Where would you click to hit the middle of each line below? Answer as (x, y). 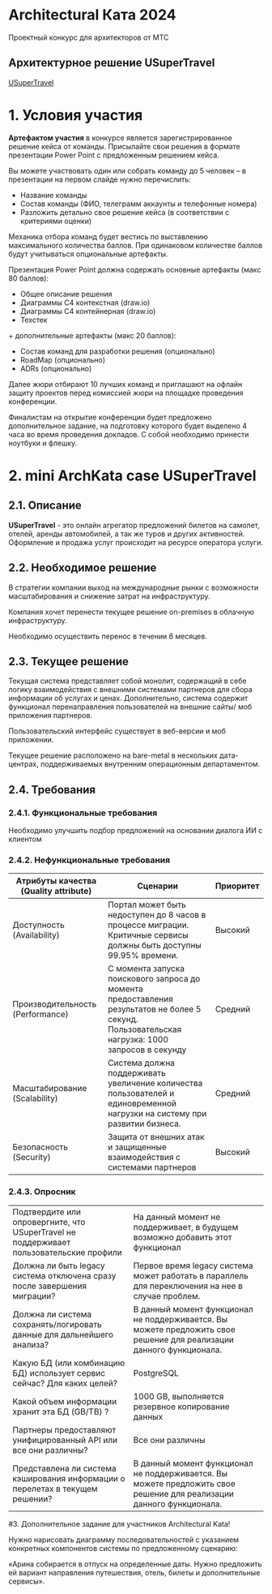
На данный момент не (177, 1217)
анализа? (31, 1344)
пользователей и (141, 1093)
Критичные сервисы (148, 935)
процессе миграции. (149, 925)
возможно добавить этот (183, 1237)
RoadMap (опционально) (63, 359)
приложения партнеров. (51, 715)
